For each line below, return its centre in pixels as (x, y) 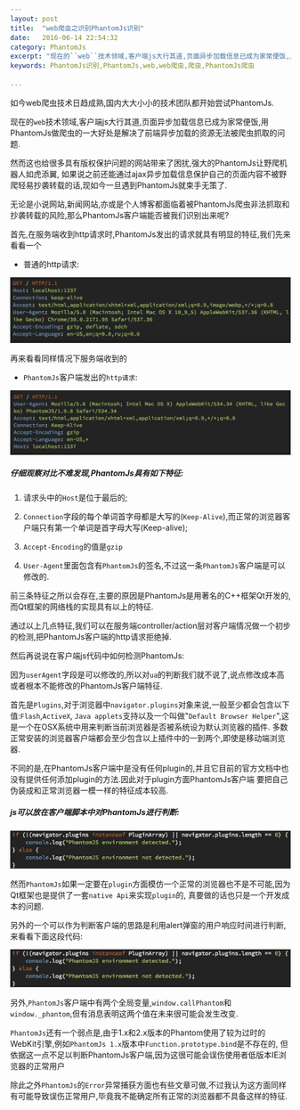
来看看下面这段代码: (47, 936)
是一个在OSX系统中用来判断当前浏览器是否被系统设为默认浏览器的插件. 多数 (149, 727)
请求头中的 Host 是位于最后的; (75, 497)
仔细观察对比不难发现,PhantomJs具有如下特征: (97, 473)
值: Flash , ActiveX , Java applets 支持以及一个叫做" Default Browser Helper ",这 (150, 715)
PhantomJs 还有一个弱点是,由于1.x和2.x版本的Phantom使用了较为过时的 (138, 1032)
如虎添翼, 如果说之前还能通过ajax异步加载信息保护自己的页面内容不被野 (156, 174)
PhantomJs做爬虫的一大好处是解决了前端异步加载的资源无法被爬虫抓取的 (144, 133)
